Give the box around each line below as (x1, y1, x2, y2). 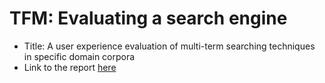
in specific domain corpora (23, 50, 136, 62)
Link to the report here (23, 61, 117, 73)
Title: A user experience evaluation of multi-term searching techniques (23, 40, 316, 52)
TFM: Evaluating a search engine (9, 7, 288, 30)
